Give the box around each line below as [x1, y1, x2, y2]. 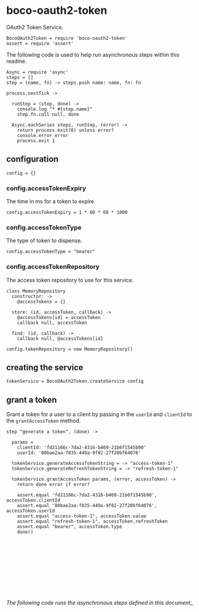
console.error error [17, 132, 69, 139]
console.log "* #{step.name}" [17, 106, 93, 112]
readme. [6, 57, 27, 65]
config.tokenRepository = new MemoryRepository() [6, 346, 133, 352]
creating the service [6, 362, 84, 373]
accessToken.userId [6, 508, 55, 514]
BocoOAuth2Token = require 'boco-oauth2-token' [6, 35, 128, 41]
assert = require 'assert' [6, 40, 74, 46]
